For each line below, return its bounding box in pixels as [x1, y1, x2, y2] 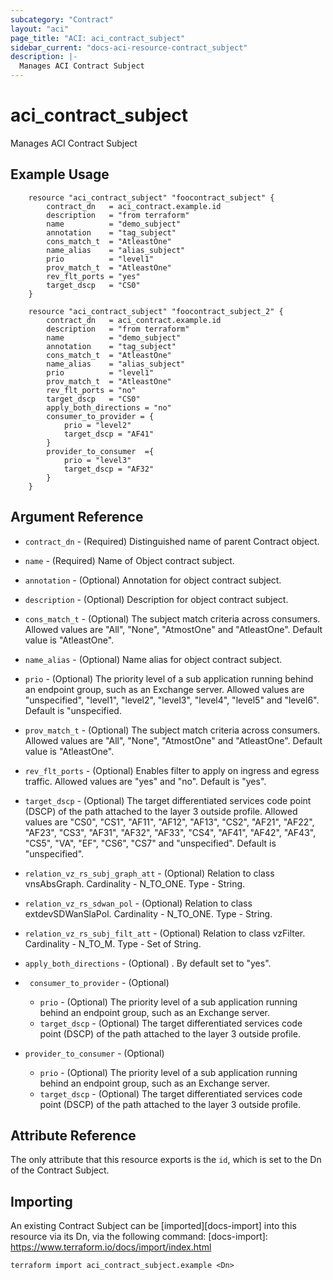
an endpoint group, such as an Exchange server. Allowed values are [24, 683, 305, 695]
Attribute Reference [10, 1127, 137, 1144]
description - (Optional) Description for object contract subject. [24, 593, 289, 605]
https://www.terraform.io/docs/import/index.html [10, 1241, 212, 1253]
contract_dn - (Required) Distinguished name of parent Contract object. [24, 535, 320, 547]
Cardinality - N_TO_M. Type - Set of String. [24, 937, 202, 950]
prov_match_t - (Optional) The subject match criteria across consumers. [24, 724, 321, 736]
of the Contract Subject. [10, 1164, 110, 1176]
